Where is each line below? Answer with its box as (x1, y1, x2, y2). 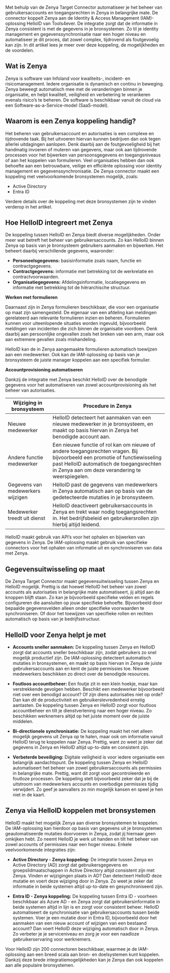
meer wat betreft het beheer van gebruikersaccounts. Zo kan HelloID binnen (5, 237, 164, 243)
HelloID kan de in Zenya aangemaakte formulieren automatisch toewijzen (5, 346, 158, 352)
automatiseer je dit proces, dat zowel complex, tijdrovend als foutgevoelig (5, 36, 159, 43)
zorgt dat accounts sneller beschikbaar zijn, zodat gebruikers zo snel (12, 650, 157, 656)
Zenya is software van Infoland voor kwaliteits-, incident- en (5, 75, 131, 81)
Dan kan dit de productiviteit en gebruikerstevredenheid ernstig (12, 697, 145, 703)
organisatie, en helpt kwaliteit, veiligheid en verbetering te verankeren (5, 91, 151, 98)
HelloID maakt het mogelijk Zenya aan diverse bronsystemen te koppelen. (5, 820, 159, 826)
